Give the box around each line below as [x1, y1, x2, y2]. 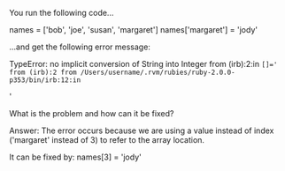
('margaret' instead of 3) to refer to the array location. [9, 135, 205, 145]
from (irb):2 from [9, 68, 77, 77]
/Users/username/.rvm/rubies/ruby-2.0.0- [80, 68, 236, 77]
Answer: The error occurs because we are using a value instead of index [9, 125, 274, 136]
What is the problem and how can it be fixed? [9, 108, 174, 118]
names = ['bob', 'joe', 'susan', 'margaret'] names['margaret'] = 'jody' [9, 25, 258, 34]
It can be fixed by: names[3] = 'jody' [9, 152, 142, 162]
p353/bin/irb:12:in [9, 76, 81, 85]
